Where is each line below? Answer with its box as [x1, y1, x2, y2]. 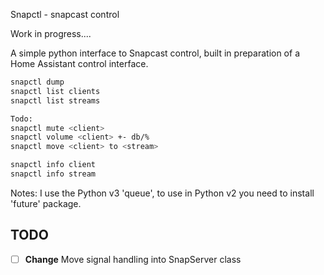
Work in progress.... [10, 28, 92, 39]
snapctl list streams [10, 95, 101, 106]
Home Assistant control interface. [10, 58, 149, 69]
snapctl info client [10, 160, 97, 170]
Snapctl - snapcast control [10, 9, 120, 20]
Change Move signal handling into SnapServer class [24, 253, 242, 265]
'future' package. [10, 197, 82, 209]
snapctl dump [10, 77, 65, 87]
